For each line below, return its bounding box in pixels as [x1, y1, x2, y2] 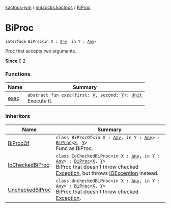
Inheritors [5, 113, 31, 120]
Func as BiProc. [55, 145, 93, 152]
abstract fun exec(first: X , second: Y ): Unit [27, 92, 142, 98]
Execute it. [27, 97, 52, 105]
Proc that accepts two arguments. [5, 48, 76, 54]
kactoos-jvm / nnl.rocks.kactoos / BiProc [5, 5, 91, 10]
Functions [5, 70, 31, 77]
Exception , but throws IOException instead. [55, 169, 159, 176]
